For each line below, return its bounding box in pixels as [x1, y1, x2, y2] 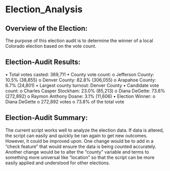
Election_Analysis [5, 4, 83, 15]
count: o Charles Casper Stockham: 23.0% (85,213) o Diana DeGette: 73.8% [5, 88, 165, 94]
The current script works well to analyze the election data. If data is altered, [5, 127, 164, 133]
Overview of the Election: [5, 24, 88, 33]
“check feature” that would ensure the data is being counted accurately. [5, 143, 157, 149]
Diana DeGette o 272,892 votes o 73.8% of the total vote [5, 98, 125, 104]
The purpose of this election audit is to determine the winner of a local [5, 37, 153, 44]
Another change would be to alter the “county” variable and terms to [5, 148, 150, 155]
